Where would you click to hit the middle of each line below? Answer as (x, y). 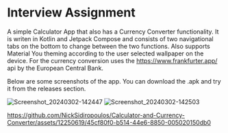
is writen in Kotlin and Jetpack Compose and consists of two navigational (110, 38)
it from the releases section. (47, 88)
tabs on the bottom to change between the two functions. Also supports (109, 46)
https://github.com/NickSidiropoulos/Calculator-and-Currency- (96, 115)
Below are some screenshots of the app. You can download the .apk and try (114, 81)
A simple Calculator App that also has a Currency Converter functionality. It (113, 32)
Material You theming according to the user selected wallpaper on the (105, 53)
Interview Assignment (71, 13)
